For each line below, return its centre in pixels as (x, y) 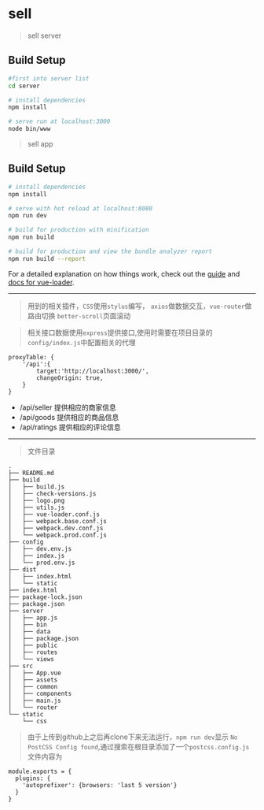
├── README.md (31, 473)
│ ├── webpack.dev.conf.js (56, 528)
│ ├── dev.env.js (40, 548)
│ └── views (31, 659)
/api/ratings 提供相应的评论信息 (70, 427)
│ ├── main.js (35, 700)
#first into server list (49, 78)
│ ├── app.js (33, 618)
